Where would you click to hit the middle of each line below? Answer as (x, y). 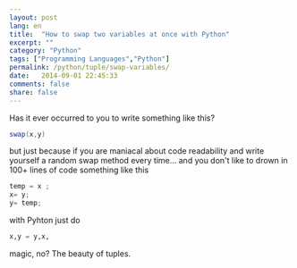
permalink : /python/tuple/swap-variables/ (89, 68)
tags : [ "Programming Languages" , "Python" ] (89, 59)
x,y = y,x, (30, 237)
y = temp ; (25, 203)
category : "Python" (46, 51)
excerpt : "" (31, 42)
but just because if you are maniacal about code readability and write (137, 151)
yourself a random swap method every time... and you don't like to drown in (148, 161)
